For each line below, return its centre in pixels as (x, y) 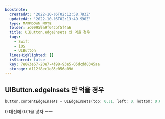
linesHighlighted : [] (32, 55)
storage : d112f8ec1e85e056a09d (41, 69)
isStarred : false (27, 60)
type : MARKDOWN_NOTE (30, 23)
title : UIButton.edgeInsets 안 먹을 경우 (50, 32)
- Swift (22, 42)
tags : (15, 37)
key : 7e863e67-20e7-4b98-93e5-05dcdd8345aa (55, 64)
